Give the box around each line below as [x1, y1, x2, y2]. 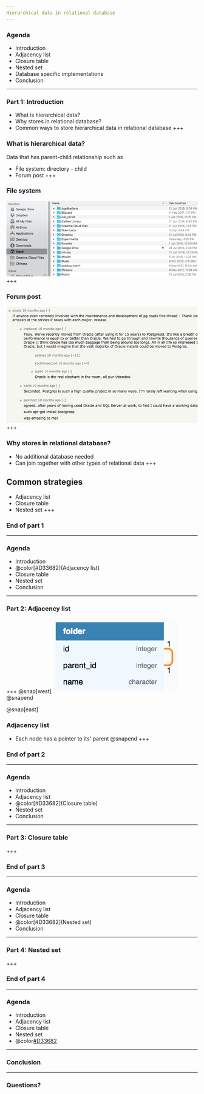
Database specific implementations [15, 70, 104, 77]
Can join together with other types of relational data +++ [15, 459, 157, 467]
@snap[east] [6, 706, 38, 713]
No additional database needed [15, 453, 94, 460]
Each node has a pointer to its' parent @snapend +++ [15, 735, 150, 742]
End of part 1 [6, 521, 44, 530]
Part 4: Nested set [6, 946, 61, 954]
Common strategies [6, 477, 83, 487]
